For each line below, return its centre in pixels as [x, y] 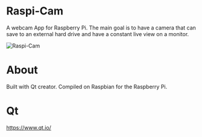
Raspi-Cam [35, 11]
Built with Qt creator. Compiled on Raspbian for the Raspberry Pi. [87, 87]
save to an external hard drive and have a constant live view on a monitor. [98, 34]
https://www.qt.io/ [29, 127]
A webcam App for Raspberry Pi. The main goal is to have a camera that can [101, 28]
